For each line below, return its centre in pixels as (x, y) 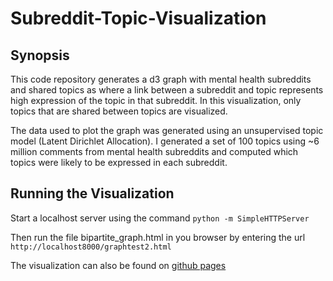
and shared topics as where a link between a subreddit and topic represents (167, 90)
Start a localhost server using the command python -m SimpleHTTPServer (160, 218)
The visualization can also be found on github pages (118, 265)
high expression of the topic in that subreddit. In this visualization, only (156, 100)
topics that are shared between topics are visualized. (119, 111)
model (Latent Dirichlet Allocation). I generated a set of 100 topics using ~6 (165, 141)
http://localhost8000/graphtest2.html (91, 247)
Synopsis (40, 55)
